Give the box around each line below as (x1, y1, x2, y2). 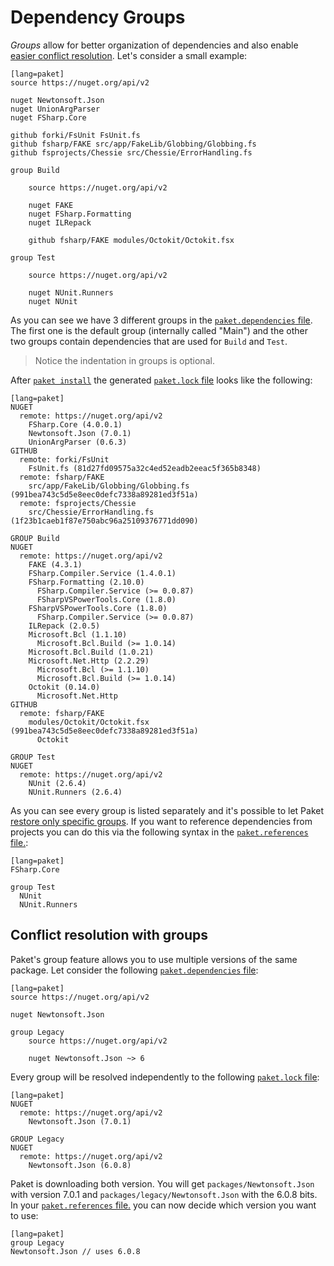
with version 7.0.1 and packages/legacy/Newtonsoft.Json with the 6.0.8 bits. (10, 1188, 318, 1200)
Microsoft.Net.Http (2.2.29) (28, 656, 150, 666)
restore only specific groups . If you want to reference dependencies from (10, 815, 313, 827)
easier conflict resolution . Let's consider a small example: (10, 49, 248, 61)
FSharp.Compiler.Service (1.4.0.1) (28, 568, 177, 578)
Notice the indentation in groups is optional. (34, 354, 215, 366)
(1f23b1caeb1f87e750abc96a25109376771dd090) (10, 516, 199, 526)
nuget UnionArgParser (10, 104, 101, 114)
